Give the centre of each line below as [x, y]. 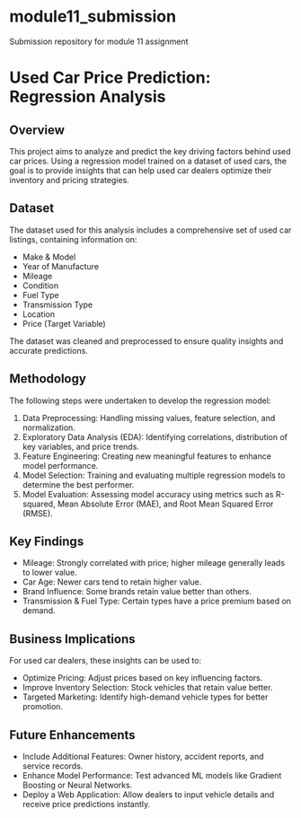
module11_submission [93, 17]
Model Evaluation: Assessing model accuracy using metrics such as [148, 494]
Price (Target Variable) [64, 323]
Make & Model [49, 257]
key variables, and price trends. [80, 446]
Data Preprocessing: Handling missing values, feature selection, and [149, 418]
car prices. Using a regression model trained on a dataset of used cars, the [148, 161]
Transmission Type [58, 304]
